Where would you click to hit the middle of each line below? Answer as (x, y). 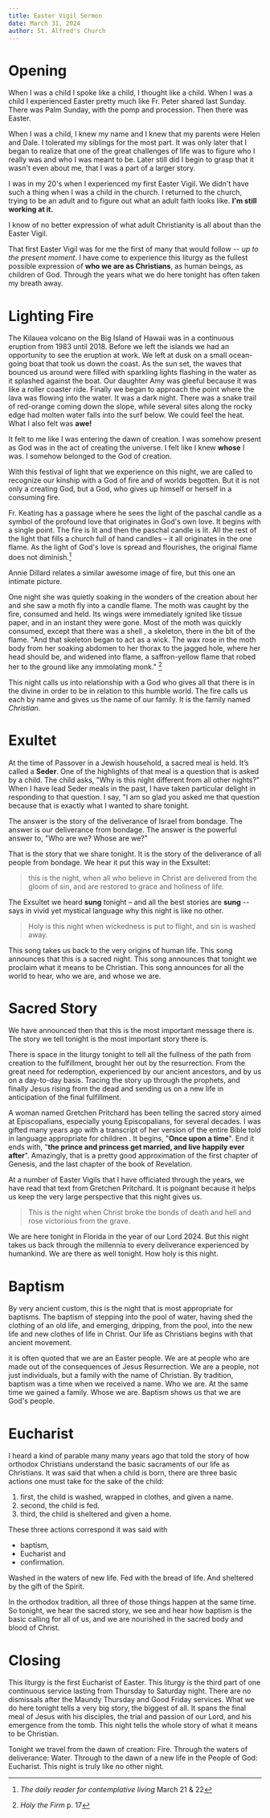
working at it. (31, 209)
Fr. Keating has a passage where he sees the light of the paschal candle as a (135, 513)
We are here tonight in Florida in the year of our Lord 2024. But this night (129, 1236)
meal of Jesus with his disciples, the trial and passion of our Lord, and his (130, 1717)
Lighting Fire (51, 316)
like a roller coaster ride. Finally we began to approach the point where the (131, 389)
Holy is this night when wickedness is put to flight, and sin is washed (141, 926)
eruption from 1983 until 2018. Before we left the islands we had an (119, 347)
